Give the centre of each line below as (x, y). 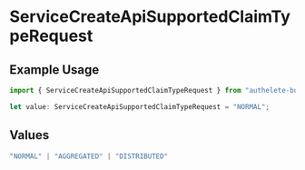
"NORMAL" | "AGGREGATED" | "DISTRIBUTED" (89, 156)
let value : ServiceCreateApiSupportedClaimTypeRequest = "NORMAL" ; (140, 106)
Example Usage (54, 70)
